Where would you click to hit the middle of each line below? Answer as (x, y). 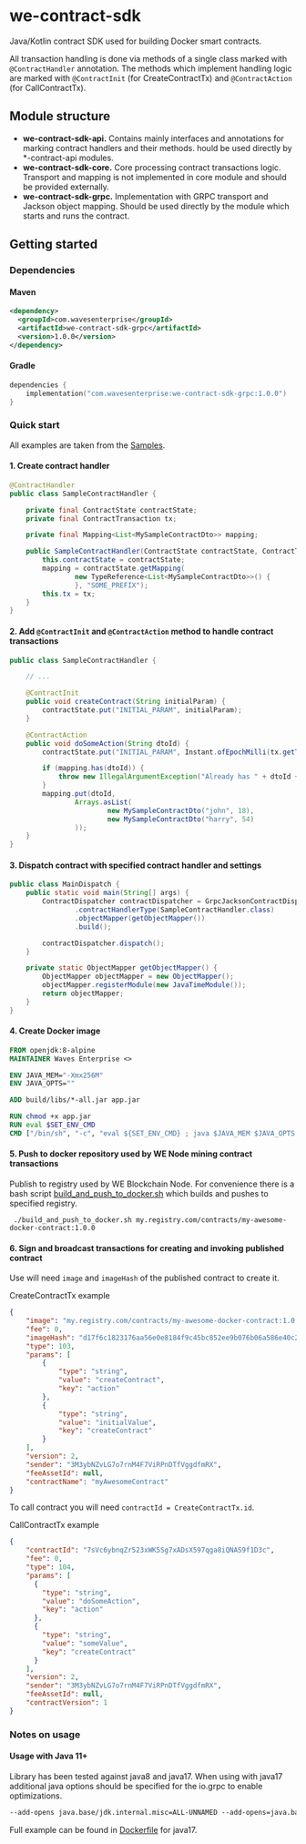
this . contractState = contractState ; (113, 560)
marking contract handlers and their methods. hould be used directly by (158, 148)
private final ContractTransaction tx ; (102, 519)
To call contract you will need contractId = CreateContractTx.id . (132, 1507)
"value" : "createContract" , (112, 1380)
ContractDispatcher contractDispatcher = (122, 902)
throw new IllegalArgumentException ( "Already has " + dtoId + (178, 777)
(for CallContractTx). (48, 87)
